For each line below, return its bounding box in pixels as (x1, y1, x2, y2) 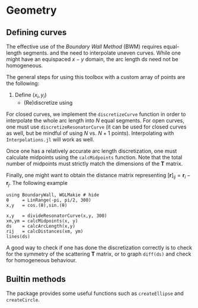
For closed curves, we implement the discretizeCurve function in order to (6, 111, 186, 118)
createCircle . (6, 296, 40, 303)
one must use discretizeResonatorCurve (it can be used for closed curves (6, 123, 187, 130)
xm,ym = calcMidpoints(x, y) (6, 218, 78, 224)
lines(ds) (6, 234, 31, 240)
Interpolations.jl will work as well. (6, 136, 95, 143)
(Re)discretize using (23, 99, 73, 106)
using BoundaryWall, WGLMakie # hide (6, 192, 100, 198)
